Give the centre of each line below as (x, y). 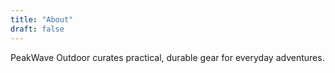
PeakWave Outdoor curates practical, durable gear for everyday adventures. (167, 57)
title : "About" (42, 19)
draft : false (37, 29)
